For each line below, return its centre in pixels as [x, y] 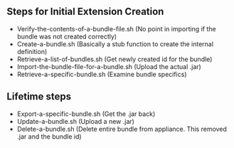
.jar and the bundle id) [49, 136]
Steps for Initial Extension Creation [85, 12]
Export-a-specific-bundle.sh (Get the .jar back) [86, 114]
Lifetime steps [39, 96]
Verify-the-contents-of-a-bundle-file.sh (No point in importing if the [116, 28]
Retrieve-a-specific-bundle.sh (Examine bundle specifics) [102, 74]
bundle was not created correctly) [67, 36]
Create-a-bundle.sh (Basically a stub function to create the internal [115, 44]
